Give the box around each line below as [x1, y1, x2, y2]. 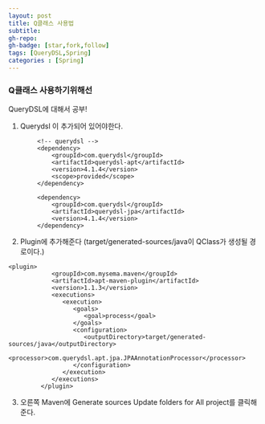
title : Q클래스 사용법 [8, 19, 75, 27]
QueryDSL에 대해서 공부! [8, 104, 88, 114]
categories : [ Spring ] [8, 57, 84, 65]
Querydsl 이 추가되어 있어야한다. [19, 121, 124, 131]
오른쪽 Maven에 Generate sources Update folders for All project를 [19, 397, 236, 407]
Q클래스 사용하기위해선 [8, 84, 93, 96]
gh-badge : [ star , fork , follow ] [8, 42, 110, 50]
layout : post [8, 11, 52, 20]
